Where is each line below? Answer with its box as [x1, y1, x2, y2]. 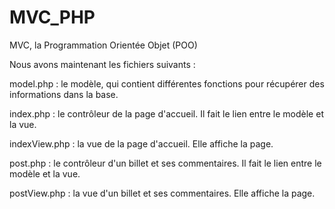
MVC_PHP [9, 6, 96, 29]
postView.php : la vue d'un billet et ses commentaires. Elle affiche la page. [9, 187, 316, 199]
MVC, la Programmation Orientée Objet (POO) [9, 39, 198, 51]
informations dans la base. [9, 88, 119, 100]
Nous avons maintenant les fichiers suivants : [9, 58, 196, 70]
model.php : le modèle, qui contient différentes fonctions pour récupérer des [9, 77, 325, 90]
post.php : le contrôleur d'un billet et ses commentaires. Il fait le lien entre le [9, 157, 322, 169]
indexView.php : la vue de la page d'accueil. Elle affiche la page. [9, 137, 274, 150]
